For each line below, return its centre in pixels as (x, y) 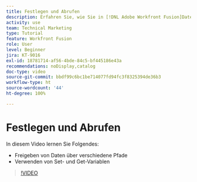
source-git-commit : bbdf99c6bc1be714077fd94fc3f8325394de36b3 (84, 77)
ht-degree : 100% (26, 93)
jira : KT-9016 (23, 55)
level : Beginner (26, 50)
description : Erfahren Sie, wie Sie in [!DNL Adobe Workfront (84, 17)
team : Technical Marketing (39, 28)
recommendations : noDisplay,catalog (51, 66)
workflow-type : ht (28, 83)
